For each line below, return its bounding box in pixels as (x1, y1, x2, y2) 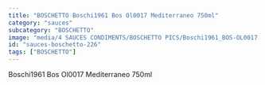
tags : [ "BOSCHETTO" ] (8, 48, 77, 56)
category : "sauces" (8, 19, 73, 27)
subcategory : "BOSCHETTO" (8, 26, 94, 34)
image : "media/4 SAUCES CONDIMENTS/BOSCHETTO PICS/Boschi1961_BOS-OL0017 (8, 33, 259, 42)
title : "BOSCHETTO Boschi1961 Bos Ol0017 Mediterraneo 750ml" (8, 11, 219, 20)
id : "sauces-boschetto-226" (8, 41, 102, 49)
